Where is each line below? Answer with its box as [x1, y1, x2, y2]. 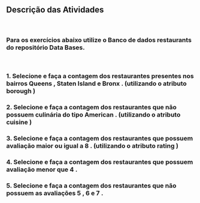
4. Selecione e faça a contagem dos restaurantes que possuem [6, 157, 193, 166]
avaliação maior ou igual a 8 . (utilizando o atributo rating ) [6, 141, 178, 150]
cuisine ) [6, 118, 32, 126]
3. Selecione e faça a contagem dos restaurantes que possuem [6, 134, 193, 142]
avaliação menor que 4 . [6, 165, 78, 174]
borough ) [6, 87, 36, 95]
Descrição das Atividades [6, 5, 104, 15]
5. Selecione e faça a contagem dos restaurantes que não [6, 181, 177, 190]
